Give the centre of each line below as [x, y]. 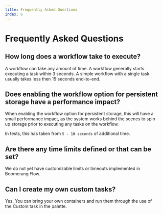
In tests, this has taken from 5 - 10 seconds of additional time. [68, 134]
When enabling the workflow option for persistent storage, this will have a [79, 114]
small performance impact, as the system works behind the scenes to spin [80, 119]
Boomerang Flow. [23, 174]
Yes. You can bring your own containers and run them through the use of [79, 201]
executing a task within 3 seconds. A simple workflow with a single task [77, 74]
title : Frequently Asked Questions [41, 10]
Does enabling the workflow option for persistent [81, 94]
